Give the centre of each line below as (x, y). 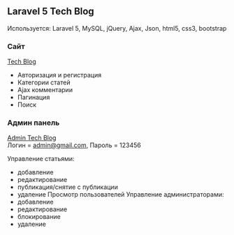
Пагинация (34, 98)
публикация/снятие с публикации (68, 187)
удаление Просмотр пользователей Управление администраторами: (121, 195)
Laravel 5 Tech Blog (51, 12)
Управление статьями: (41, 159)
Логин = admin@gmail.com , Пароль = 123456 (74, 145)
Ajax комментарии (45, 90)
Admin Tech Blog (32, 138)
